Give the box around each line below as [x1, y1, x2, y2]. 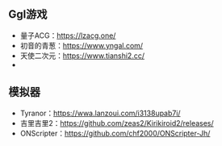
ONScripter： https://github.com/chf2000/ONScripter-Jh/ [19, 128, 211, 138]
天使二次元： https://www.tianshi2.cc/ [19, 51, 145, 60]
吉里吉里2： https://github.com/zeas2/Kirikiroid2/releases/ [19, 118, 214, 127]
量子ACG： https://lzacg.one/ [19, 31, 116, 40]
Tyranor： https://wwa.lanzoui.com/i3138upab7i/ [19, 108, 181, 118]
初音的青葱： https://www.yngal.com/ [19, 40, 144, 50]
